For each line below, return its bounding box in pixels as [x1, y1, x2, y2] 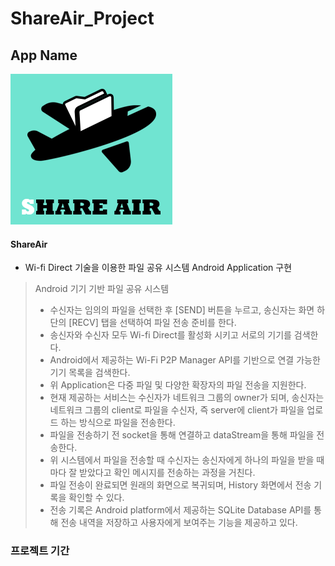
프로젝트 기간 [10, 544, 70, 558]
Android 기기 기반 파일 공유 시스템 [34, 283, 170, 295]
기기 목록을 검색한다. [49, 367, 131, 379]
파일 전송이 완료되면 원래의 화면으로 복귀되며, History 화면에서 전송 [49, 479, 312, 491]
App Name [10, 47, 78, 64]
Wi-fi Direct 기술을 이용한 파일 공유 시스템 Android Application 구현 [24, 262, 293, 274]
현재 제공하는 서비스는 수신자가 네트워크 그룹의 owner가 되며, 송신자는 [49, 392, 325, 404]
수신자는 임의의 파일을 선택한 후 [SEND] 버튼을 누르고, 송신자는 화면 [49, 304, 315, 316]
